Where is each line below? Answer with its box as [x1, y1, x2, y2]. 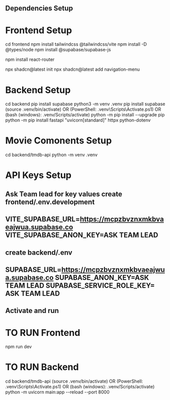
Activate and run [5, 306, 59, 315]
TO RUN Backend [5, 361, 79, 373]
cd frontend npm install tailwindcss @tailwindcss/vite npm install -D [5, 41, 147, 47]
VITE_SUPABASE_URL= [5, 215, 80, 224]
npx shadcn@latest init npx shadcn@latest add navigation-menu [5, 66, 140, 73]
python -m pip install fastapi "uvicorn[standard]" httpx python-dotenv [5, 117, 151, 124]
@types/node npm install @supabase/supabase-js [5, 47, 111, 53]
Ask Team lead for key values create [5, 190, 123, 198]
